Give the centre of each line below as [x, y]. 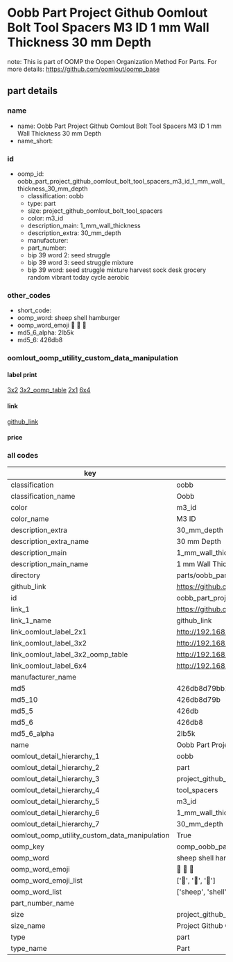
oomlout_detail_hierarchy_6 [55, 813]
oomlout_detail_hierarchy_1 [55, 756]
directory [25, 575]
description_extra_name [50, 542]
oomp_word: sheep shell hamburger [69, 318]
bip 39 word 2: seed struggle [69, 255]
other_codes [29, 295]
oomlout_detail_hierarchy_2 [55, 768]
